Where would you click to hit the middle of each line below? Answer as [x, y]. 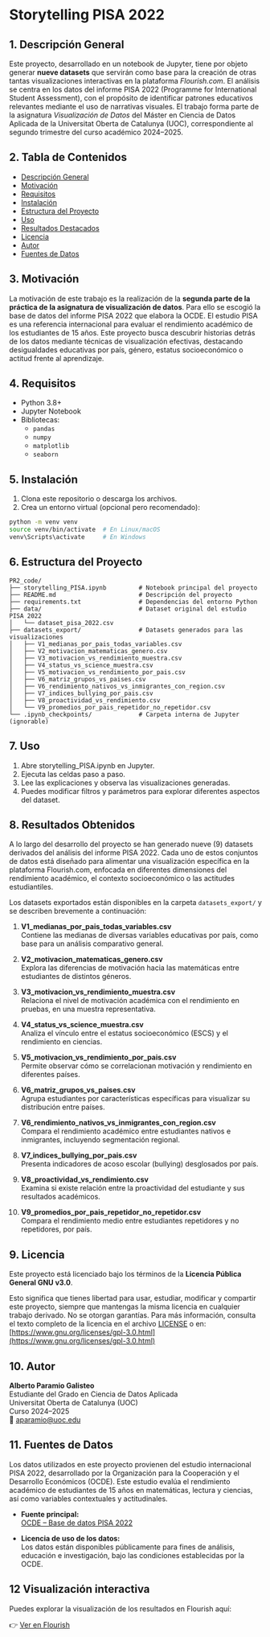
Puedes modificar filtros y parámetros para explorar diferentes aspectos [140, 791]
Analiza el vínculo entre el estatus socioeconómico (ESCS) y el [124, 1033]
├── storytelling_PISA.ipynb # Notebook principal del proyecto [133, 588]
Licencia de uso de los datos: [70, 1538]
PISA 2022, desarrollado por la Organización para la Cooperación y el [125, 1473]
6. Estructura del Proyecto [76, 562]
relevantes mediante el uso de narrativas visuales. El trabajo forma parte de [134, 107]
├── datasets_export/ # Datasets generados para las [126, 630]
